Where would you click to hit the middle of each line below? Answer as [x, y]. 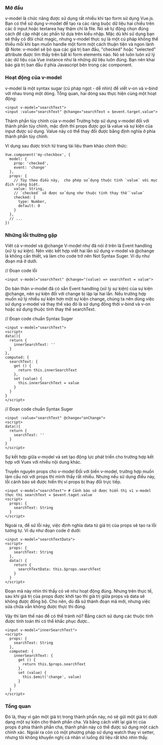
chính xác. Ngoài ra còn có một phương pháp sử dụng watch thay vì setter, [80, 732]
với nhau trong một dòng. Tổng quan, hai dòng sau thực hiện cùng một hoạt [81, 93]
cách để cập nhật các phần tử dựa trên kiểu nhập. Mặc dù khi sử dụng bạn [80, 34]
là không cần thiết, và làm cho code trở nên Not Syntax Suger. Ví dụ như [77, 256]
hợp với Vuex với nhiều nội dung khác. [43, 462]
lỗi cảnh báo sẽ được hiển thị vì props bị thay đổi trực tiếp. [63, 482]
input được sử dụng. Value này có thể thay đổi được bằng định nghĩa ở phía [80, 131]
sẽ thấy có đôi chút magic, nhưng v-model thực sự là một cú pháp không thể [82, 39]
